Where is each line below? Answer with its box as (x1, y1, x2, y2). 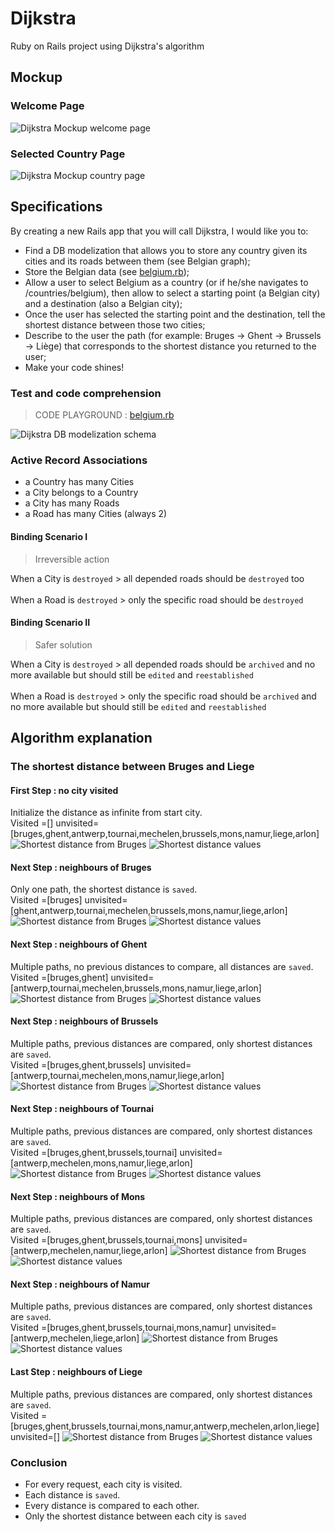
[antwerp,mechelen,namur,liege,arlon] (10, 1245, 168, 1257)
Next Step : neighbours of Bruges (10, 861, 152, 873)
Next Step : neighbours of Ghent (10, 938, 148, 951)
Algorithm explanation (10, 730, 153, 747)
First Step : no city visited (10, 784, 119, 796)
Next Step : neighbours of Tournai (10, 1103, 154, 1115)
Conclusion (10, 1455, 68, 1469)
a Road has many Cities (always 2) (24, 508, 168, 520)
